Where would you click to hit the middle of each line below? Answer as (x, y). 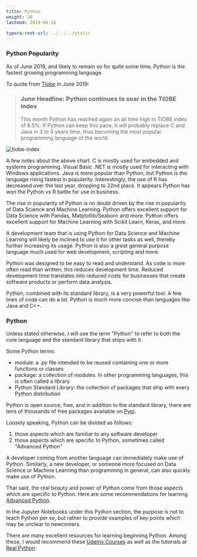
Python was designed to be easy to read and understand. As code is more (96, 263)
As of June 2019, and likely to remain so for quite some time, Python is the (96, 66)
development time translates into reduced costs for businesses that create (96, 276)
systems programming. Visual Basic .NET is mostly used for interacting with (98, 167)
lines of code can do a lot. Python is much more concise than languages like (98, 299)
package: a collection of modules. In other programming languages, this (101, 375)
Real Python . (21, 548)
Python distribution (38, 394)
